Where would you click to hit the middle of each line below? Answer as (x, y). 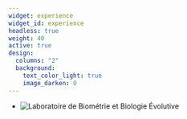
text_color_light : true (63, 76)
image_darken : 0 (50, 83)
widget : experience (41, 16)
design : (21, 53)
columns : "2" (37, 61)
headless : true (34, 31)
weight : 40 (26, 38)
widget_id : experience (46, 23)
